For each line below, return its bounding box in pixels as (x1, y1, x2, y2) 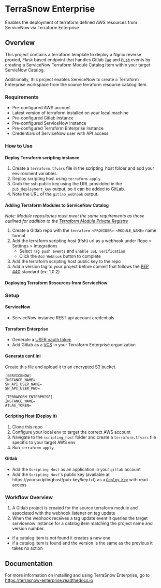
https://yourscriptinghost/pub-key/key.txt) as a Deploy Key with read (12, 476, 148, 482)
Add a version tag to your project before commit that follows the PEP (12, 263, 149, 270)
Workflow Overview (5, 494, 53, 501)
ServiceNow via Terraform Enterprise (5, 24, 79, 30)
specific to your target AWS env (12, 439, 76, 445)
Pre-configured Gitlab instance (12, 115, 74, 121)
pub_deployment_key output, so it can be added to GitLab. (12, 186, 126, 192)
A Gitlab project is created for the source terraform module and (12, 505, 138, 511)
